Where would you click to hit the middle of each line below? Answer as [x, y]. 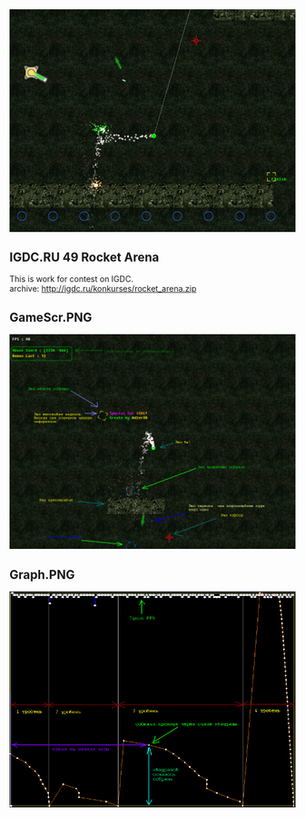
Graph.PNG [42, 575]
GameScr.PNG [51, 317]
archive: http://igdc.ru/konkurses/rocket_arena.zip [103, 289]
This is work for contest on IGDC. [72, 279]
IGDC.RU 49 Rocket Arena [84, 257]
